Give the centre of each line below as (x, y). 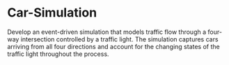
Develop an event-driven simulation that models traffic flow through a (107, 32)
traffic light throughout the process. (58, 54)
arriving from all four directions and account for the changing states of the (114, 46)
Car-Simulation (52, 13)
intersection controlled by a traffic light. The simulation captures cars (119, 39)
